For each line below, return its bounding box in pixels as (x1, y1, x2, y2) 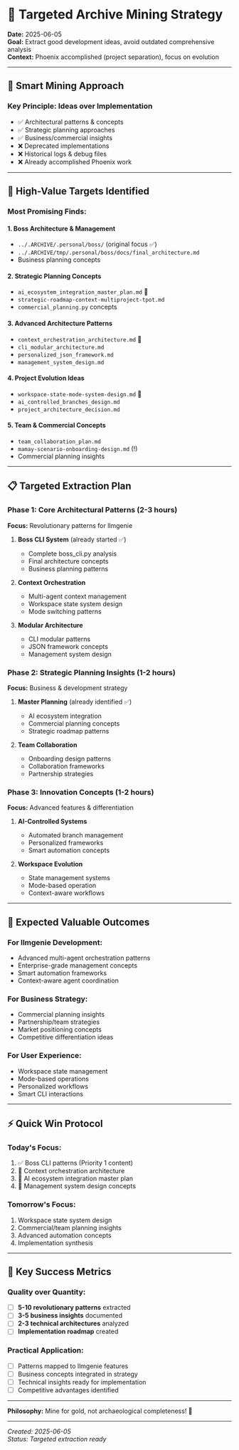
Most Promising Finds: (7, 206, 87, 216)
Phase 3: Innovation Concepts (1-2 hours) (7, 787, 154, 797)
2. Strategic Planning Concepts (7, 272, 102, 280)
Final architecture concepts (28, 556, 109, 565)
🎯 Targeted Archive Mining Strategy (7, 6, 223, 23)
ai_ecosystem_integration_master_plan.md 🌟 (17, 287, 149, 296)
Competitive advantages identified (17, 1385, 119, 1394)
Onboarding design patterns (28, 754, 112, 763)
